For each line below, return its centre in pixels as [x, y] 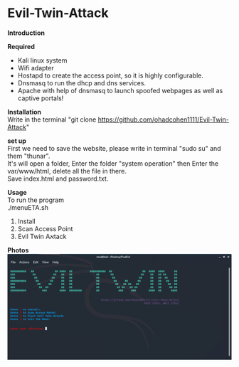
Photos [18, 250]
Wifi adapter [36, 68]
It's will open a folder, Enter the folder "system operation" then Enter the [113, 163]
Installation [24, 112]
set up [17, 141]
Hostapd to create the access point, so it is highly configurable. [111, 75]
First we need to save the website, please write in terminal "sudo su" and [115, 148]
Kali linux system [42, 60]
